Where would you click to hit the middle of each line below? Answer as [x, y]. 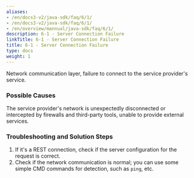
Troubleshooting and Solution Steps [60, 137]
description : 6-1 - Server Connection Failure [65, 34]
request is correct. [38, 156]
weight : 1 [19, 56]
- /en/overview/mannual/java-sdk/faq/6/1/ [60, 28]
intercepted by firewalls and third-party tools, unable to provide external [95, 114]
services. [17, 121]
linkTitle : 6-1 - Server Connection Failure [63, 40]
